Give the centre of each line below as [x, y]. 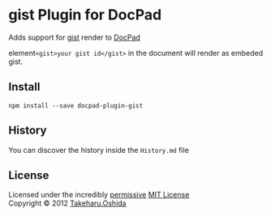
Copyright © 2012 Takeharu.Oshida [67, 203]
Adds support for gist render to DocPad [74, 37]
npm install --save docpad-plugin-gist [76, 106]
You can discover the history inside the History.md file [99, 150]
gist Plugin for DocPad [85, 15]
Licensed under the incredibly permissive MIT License [99, 195]
